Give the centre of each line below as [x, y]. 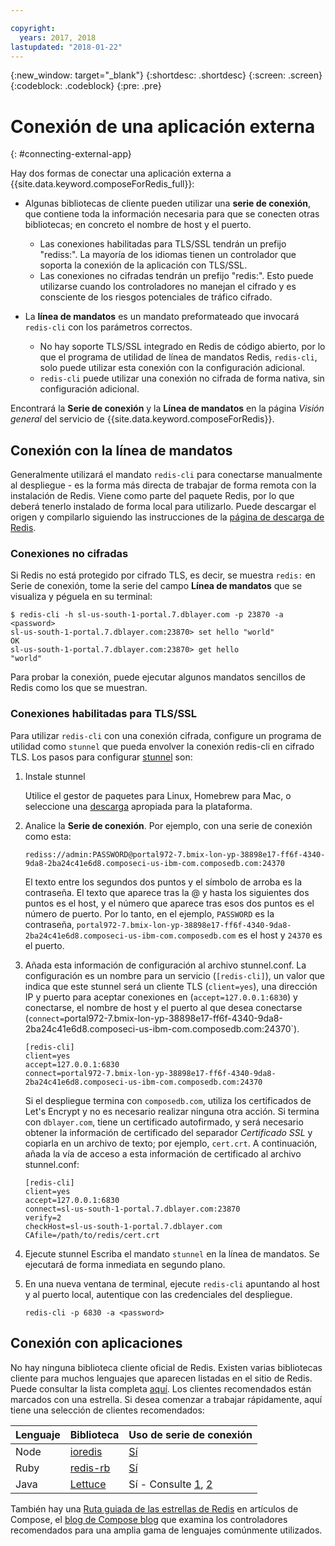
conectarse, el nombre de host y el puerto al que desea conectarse [163, 1007]
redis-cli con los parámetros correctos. [108, 327]
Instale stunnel [55, 776]
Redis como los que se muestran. [79, 688]
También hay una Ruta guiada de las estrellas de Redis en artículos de [154, 1508]
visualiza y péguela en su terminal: [81, 597]
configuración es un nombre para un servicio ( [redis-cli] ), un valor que [174, 975]
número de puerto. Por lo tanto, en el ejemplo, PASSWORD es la [149, 913]
